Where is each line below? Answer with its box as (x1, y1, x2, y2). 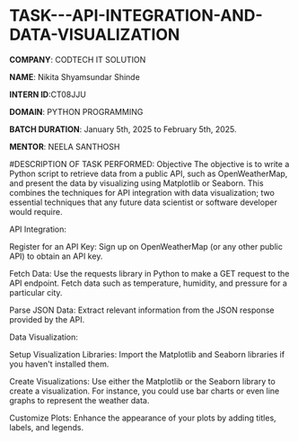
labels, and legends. (9, 421, 83, 432)
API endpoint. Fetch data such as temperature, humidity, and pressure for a (9, 278, 287, 288)
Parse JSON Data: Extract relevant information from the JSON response (9, 305, 275, 315)
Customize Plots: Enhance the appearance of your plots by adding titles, (9, 412, 276, 423)
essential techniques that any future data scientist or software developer (9, 197, 278, 208)
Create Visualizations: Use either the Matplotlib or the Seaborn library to (9, 376, 276, 386)
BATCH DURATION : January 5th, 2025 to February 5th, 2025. (9, 123, 237, 135)
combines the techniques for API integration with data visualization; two (9, 187, 276, 198)
